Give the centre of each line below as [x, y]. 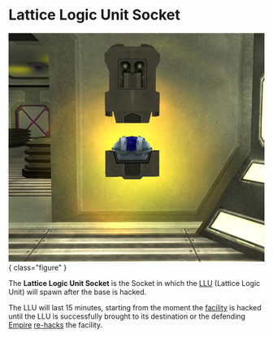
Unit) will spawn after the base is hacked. [78, 292]
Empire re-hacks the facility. [56, 325]
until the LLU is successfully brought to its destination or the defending [127, 316]
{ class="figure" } [38, 268]
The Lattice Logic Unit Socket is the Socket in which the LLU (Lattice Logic [134, 284]
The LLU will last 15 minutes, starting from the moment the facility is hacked [135, 308]
